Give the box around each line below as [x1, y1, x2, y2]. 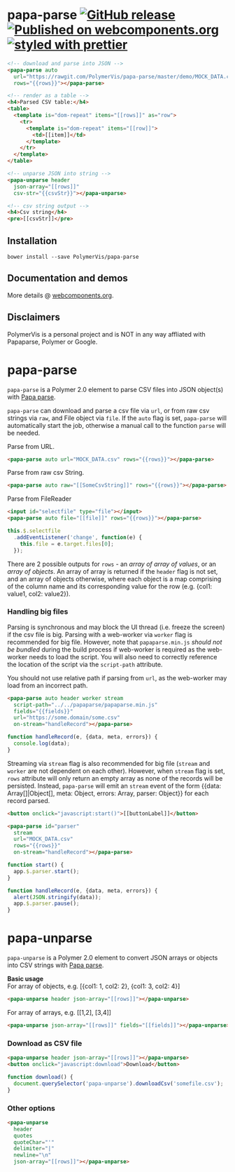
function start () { [7, 861, 64, 869]
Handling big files [7, 607, 69, 617]
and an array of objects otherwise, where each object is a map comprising [7, 574, 222, 583]
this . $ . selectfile [7, 527, 61, 534]
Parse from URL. [7, 442, 55, 450]
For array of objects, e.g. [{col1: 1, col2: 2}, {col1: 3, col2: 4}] [7, 982, 180, 990]
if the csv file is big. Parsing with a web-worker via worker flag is [7, 630, 192, 638]
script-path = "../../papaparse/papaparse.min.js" [13, 701, 158, 708]
